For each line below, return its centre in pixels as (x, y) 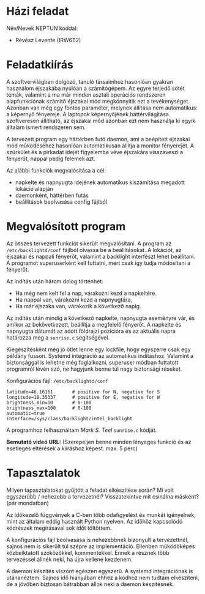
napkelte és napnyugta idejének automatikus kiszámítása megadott (100, 182)
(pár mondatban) (28, 503)
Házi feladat (38, 11)
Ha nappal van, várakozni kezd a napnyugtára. (74, 299)
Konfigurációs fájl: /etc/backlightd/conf (57, 381)
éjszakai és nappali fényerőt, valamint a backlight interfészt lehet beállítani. (101, 256)
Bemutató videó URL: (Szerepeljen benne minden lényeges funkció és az (99, 442)
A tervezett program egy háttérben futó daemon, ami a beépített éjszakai (98, 139)
